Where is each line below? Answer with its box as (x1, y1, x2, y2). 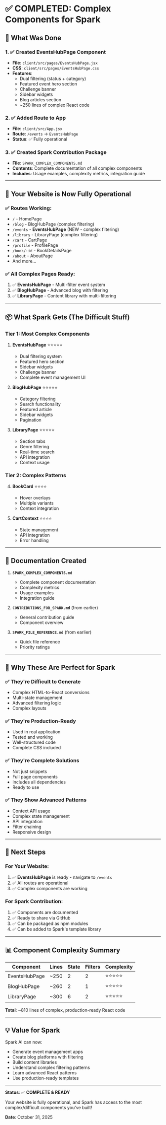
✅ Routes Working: (5, 205, 52, 211)
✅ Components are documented (12, 909, 79, 915)
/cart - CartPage (12, 237, 47, 243)
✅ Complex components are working (12, 885, 87, 891)
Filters (84, 963, 100, 970)
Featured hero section (19, 358, 65, 365)
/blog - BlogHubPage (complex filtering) (12, 221, 95, 227)
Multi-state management (12, 695, 63, 701)
